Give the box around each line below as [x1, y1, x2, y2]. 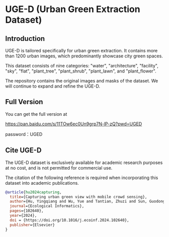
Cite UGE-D [5, 146, 42, 154]
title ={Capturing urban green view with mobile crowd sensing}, [10, 194, 147, 199]
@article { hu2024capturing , [5, 190, 62, 195]
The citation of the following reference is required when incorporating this [5, 175, 158, 181]
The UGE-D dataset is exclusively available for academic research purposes [5, 160, 163, 166]
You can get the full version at [5, 111, 67, 117]
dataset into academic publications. [5, 180, 79, 186]
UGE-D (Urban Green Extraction [5, 4, 140, 15]
